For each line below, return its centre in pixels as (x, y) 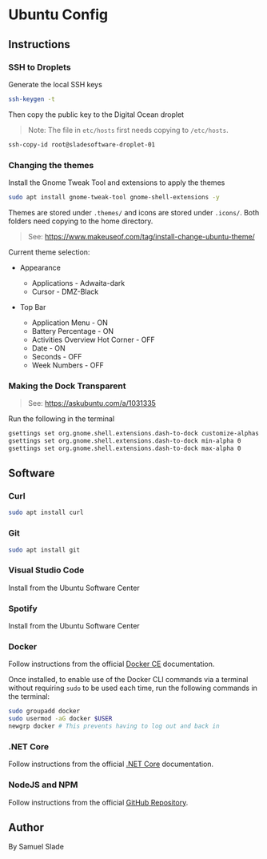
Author (26, 827)
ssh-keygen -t (32, 99)
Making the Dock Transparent (67, 386)
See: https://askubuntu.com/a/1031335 (92, 403)
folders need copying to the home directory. (81, 221)
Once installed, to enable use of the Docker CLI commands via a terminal (128, 680)
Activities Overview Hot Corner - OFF (94, 339)
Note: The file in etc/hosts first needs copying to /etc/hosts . (128, 130)
